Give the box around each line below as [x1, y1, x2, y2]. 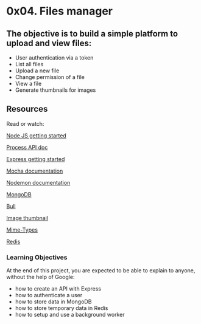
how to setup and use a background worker [15, 311, 125, 319]
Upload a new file [15, 67, 60, 74]
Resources [6, 104, 48, 114]
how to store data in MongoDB [15, 298, 92, 305]
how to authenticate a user [15, 292, 83, 299]
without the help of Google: [6, 274, 75, 281]
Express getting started [6, 155, 65, 162]
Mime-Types [6, 226, 38, 233]
